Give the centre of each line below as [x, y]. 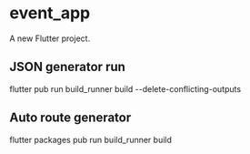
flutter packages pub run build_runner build [91, 139]
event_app [50, 13]
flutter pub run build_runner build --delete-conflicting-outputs [125, 88]
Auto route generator [70, 118]
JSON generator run [67, 67]
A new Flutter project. [50, 38]
